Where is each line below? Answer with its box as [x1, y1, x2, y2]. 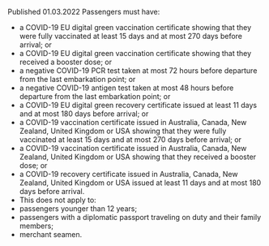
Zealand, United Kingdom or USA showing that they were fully [19, 126, 227, 136]
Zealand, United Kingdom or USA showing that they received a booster [19, 152, 257, 162]
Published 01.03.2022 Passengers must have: [7, 7, 160, 16]
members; [19, 221, 54, 231]
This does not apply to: [19, 195, 96, 205]
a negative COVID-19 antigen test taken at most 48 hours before [19, 83, 234, 93]
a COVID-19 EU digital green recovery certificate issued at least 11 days [19, 101, 257, 110]
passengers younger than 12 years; [19, 204, 138, 214]
